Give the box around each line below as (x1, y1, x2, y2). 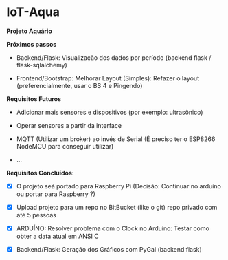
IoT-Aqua (6, 4, 60, 20)
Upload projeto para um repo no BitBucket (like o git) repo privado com (16, 204, 218, 211)
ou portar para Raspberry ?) (16, 190, 95, 198)
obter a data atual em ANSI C (16, 232, 99, 241)
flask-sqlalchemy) (16, 61, 68, 69)
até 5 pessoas (16, 211, 56, 219)
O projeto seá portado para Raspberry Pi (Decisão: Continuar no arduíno (16, 182, 221, 190)
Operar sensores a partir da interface (16, 121, 122, 129)
